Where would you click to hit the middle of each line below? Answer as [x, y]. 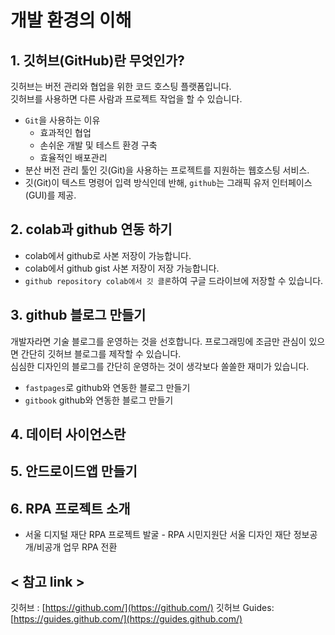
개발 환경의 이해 [71, 20]
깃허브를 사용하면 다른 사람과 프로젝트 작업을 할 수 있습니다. [126, 99]
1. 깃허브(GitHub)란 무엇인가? [97, 60]
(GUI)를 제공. [50, 195]
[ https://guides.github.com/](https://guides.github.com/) [126, 619]
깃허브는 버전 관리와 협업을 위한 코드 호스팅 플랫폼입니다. [121, 86]
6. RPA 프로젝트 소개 [70, 508]
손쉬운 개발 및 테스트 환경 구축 [98, 145]
